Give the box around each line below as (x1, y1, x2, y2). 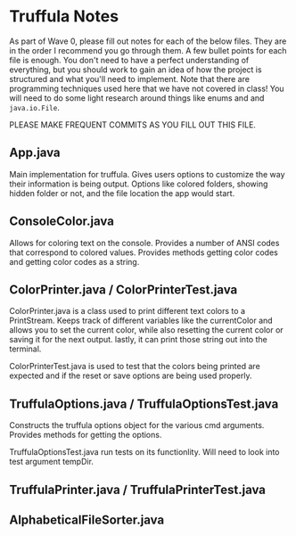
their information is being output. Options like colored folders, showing (9, 178, 268, 189)
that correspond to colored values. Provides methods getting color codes (9, 247, 278, 258)
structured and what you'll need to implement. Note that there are (9, 73, 250, 84)
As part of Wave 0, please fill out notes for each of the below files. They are (9, 36, 287, 46)
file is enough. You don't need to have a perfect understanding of (9, 54, 250, 65)
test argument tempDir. (9, 457, 94, 467)
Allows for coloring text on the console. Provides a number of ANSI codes (9, 237, 280, 248)
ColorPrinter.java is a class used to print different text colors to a (9, 306, 246, 317)
